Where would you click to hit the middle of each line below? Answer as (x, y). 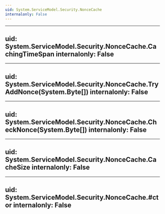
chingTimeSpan (30, 54)
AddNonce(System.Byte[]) (47, 92)
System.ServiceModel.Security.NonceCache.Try (82, 84)
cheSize (18, 168)
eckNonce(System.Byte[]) (46, 130)
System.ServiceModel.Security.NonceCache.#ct (82, 198)
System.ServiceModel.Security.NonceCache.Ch (81, 122)
